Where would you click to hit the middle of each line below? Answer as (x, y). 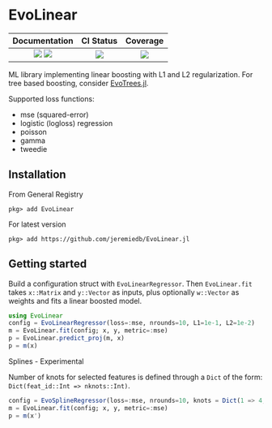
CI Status (100, 41)
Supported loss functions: (51, 98)
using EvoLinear (36, 316)
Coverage (144, 41)
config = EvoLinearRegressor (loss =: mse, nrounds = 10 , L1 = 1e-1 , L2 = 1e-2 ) (132, 323)
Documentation (43, 41)
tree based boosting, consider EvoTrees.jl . (79, 83)
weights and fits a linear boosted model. (75, 300)
